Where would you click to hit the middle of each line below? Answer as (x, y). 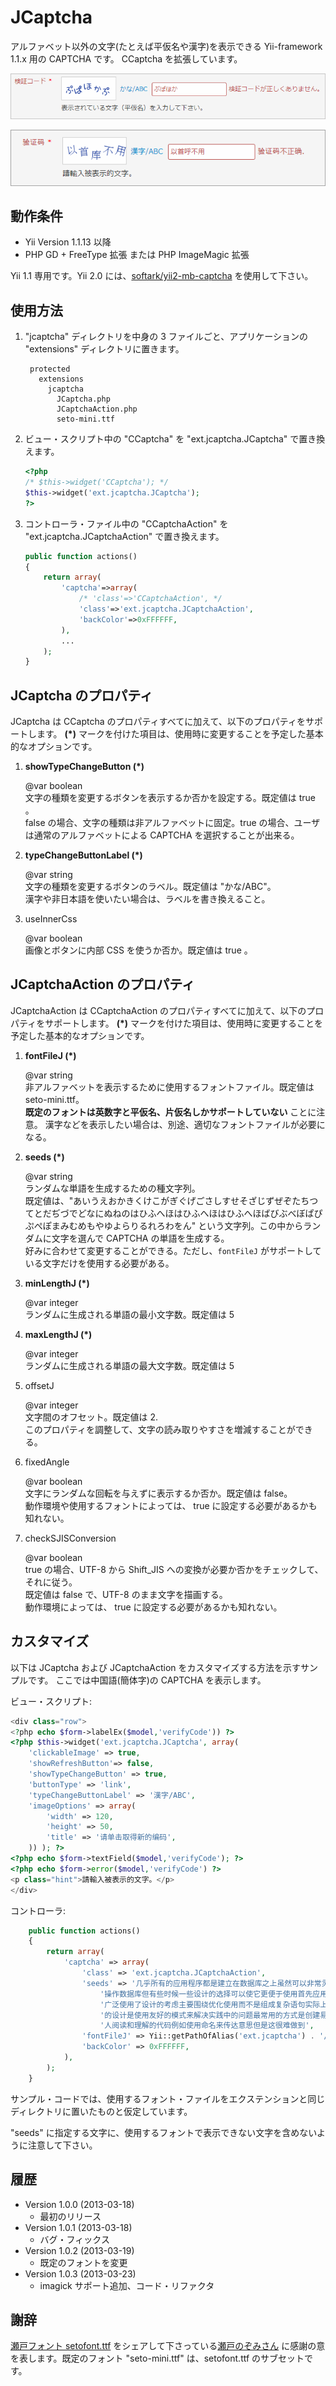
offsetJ (39, 1385)
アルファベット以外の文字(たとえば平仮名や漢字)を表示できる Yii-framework (166, 46)
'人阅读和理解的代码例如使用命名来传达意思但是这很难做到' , (207, 2026)
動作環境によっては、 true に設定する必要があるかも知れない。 (153, 1607)
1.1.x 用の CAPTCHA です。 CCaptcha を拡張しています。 (126, 58)
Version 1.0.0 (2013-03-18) (79, 2204)
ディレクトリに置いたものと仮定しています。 (101, 2111)
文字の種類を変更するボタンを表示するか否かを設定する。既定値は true (170, 798)
